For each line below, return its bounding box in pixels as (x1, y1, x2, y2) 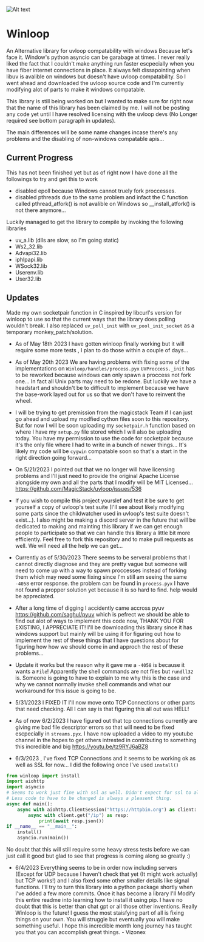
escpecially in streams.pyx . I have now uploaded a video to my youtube (15, 729, 193, 737)
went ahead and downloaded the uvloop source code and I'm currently (6, 79, 184, 86)
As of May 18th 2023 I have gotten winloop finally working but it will (15, 340, 185, 347)
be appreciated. (15, 592, 55, 599)
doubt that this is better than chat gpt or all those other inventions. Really (15, 903, 197, 910)
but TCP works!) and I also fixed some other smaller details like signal (15, 877, 189, 884)
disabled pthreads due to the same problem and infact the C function (15, 193, 188, 200)
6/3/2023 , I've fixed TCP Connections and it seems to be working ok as (15, 754, 196, 762)
